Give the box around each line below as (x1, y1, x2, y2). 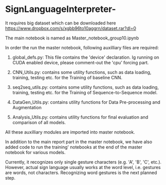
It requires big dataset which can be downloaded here (5, 20, 116, 26)
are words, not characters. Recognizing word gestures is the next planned (5, 170, 157, 176)
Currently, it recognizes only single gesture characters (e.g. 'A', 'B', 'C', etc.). (5, 159, 162, 165)
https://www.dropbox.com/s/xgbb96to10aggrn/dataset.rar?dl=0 (5, 25, 136, 31)
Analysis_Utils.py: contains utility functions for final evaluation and (12, 114, 149, 120)
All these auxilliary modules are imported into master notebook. (5, 129, 136, 135)
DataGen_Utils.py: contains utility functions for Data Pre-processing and (12, 99, 161, 105)
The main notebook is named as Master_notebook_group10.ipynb (5, 35, 139, 41)
